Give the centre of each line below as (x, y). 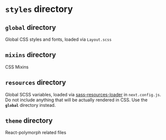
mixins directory (31, 55)
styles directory (39, 9)
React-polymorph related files (36, 133)
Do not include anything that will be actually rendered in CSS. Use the (76, 100)
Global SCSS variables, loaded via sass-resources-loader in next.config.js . (83, 94)
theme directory (29, 121)
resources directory (36, 83)
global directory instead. (31, 105)
